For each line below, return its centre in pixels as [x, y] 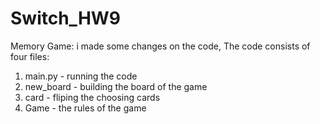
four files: [30, 56]
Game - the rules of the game [85, 108]
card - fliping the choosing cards [92, 97]
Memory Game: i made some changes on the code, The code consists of [160, 46]
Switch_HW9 [66, 18]
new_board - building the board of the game [116, 86]
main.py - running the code [81, 76]
